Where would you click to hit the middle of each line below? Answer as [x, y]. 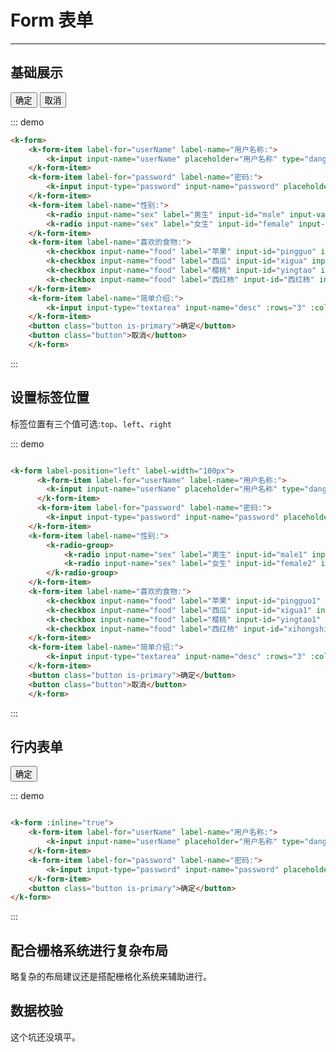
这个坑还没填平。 [45, 1037]
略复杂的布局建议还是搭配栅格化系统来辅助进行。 [111, 977]
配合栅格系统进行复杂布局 [89, 950]
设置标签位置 [50, 397]
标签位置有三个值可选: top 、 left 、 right [91, 423]
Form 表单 [52, 20]
